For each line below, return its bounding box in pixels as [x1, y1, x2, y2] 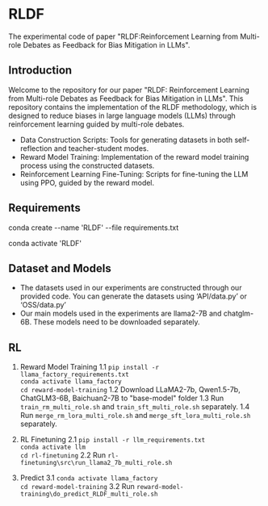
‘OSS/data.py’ [19, 300, 66, 310]
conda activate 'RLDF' [8, 238, 82, 248]
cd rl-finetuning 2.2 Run [19, 450, 107, 460]
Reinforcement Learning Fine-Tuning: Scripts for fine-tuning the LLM [19, 169, 249, 178]
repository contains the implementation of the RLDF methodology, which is [8, 102, 257, 111]
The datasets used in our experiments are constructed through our [19, 283, 242, 293]
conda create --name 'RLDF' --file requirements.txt [8, 223, 179, 232]
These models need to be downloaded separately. [33, 317, 200, 327]
